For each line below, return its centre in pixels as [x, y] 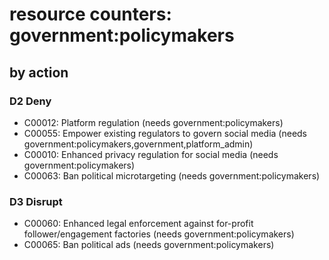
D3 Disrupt [36, 201]
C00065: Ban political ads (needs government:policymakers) [149, 245]
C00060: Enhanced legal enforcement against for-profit [138, 224]
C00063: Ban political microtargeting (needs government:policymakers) [172, 175]
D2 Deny [30, 101]
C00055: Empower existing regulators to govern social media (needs [165, 133]
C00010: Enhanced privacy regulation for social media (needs [151, 154]
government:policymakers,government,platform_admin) [138, 144]
